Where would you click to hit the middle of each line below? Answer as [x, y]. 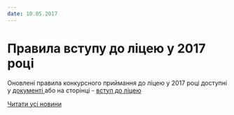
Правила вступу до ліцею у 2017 [106, 48]
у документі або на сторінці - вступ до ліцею [74, 90]
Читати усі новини [34, 104]
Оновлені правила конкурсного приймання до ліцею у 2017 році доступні [117, 83]
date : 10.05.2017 [33, 14]
